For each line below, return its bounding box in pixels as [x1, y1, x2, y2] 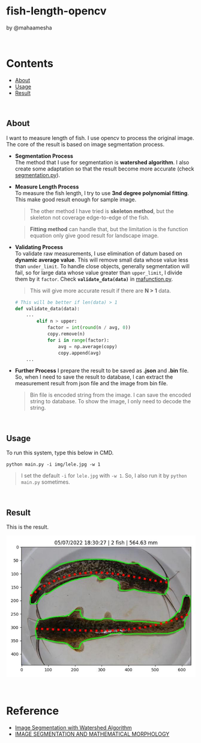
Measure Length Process [14, 183, 79, 190]
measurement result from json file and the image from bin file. [14, 380, 168, 387]
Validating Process [14, 243, 64, 250]
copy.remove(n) [47, 331, 85, 337]
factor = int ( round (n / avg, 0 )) [47, 325, 131, 331]
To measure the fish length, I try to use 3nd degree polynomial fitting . [14, 189, 189, 196]
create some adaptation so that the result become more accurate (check [14, 165, 194, 172]
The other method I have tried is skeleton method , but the [29, 207, 174, 214]
